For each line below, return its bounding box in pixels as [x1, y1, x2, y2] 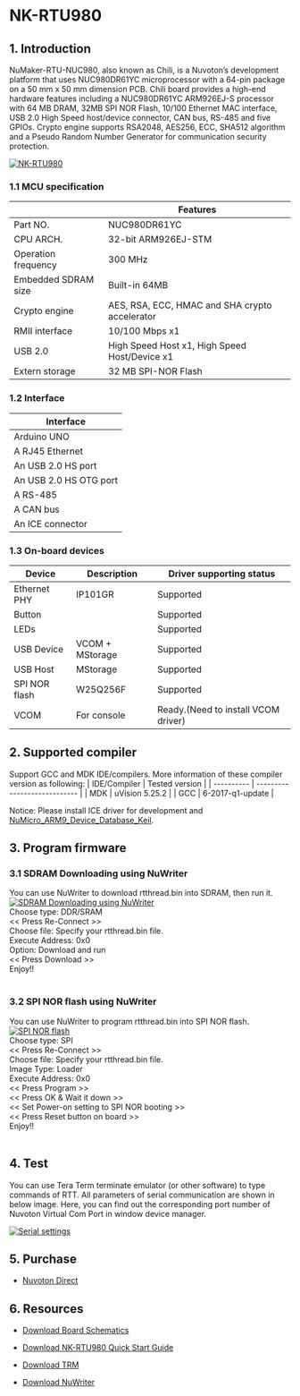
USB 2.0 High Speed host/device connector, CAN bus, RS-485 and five [9, 113, 271, 123]
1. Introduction [9, 41, 91, 56]
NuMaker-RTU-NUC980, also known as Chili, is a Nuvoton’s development [9, 64, 279, 75]
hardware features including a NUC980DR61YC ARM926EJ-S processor [9, 93, 275, 104]
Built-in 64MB [108, 279, 169, 292]
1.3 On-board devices [9, 544, 105, 557]
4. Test [9, 1156, 49, 1171]
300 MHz [108, 253, 148, 266]
